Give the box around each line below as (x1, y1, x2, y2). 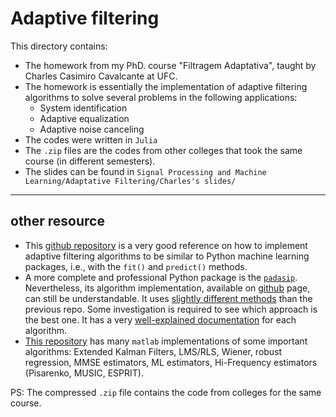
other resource (10, 213, 105, 230)
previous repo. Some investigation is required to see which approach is (24, 303, 318, 315)
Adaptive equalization (39, 112, 130, 124)
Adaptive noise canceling (39, 123, 145, 135)
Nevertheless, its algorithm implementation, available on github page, (24, 282, 311, 294)
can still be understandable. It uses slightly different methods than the (24, 292, 313, 304)
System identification (39, 102, 128, 114)
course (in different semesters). (24, 155, 156, 167)
